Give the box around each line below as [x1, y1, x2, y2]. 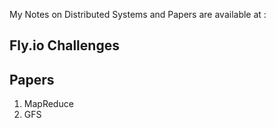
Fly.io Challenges [9, 37, 120, 54]
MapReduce [23, 98, 74, 110]
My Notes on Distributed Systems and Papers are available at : [9, 9, 267, 20]
